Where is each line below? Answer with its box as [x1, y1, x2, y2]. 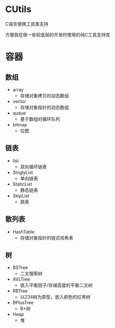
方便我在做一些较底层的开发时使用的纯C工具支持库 [5, 31, 110, 37]
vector [12, 98, 26, 104]
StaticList [12, 181, 32, 187]
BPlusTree [12, 300, 34, 306]
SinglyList [12, 169, 33, 175]
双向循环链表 [20, 163, 47, 170]
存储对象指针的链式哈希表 [20, 235, 74, 241]
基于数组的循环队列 [20, 116, 61, 122]
